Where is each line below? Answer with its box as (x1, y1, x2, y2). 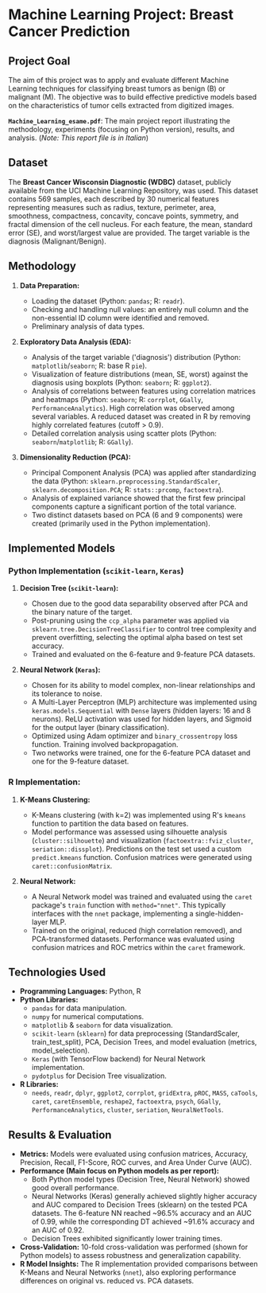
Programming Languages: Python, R (19, 986, 141, 996)
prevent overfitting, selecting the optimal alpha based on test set (31, 633, 243, 643)
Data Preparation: (19, 280, 80, 290)
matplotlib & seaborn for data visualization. (31, 1021, 173, 1030)
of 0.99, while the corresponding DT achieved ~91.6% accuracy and (31, 1217, 256, 1227)
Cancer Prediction (8, 22, 131, 41)
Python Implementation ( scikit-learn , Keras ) (8, 565, 184, 576)
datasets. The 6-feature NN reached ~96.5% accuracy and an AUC (31, 1209, 253, 1218)
